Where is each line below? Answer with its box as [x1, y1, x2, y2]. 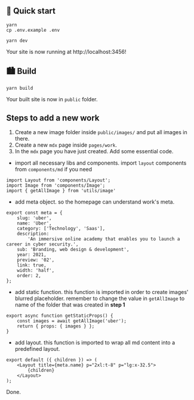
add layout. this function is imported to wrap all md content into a [14, 339, 175, 346]
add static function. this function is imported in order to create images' [14, 289, 189, 296]
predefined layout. [14, 346, 60, 353]
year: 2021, [17, 252, 47, 258]
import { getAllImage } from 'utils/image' [6, 188, 116, 194]
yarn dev [6, 37, 28, 44]
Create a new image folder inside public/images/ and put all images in [14, 129, 187, 136]
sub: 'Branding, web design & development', [17, 247, 130, 253]
